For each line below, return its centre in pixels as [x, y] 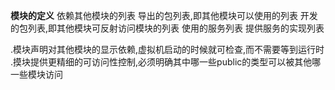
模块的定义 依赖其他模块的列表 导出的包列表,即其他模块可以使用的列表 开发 [164, 15]
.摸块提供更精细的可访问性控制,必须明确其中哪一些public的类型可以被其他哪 [166, 62]
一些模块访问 [36, 74]
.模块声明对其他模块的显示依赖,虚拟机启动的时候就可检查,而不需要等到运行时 [167, 49]
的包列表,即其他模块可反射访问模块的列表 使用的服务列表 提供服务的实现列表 [167, 28]
